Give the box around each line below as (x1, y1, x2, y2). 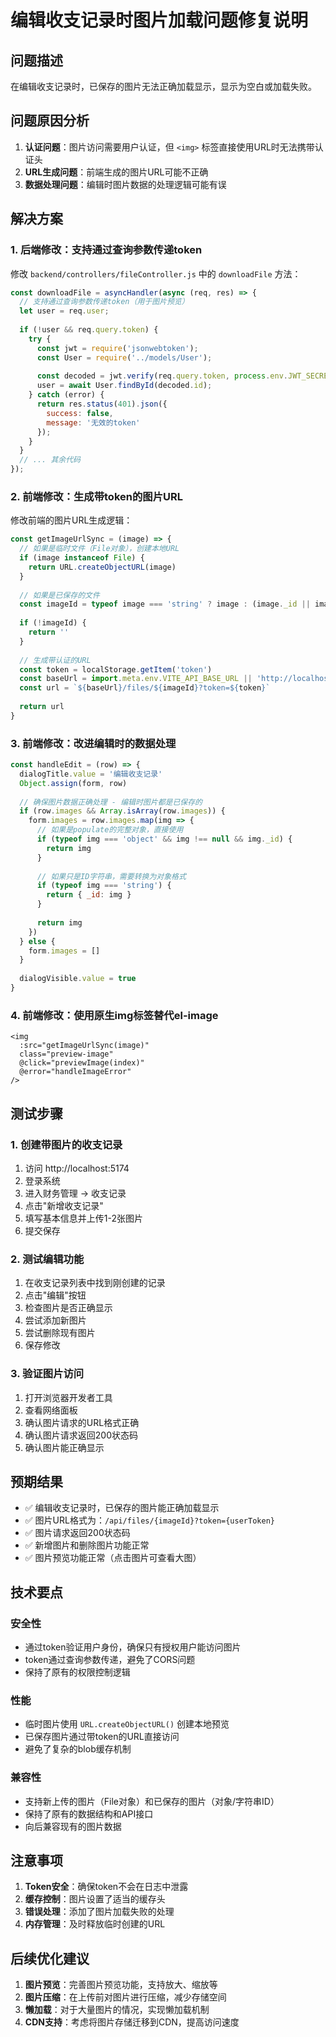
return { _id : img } (46, 890, 132, 900)
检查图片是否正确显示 (24, 1302, 113, 1314)
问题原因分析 (10, 112, 90, 130)
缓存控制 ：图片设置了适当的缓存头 (24, 1893, 166, 1905)
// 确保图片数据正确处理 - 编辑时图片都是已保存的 (19, 797, 203, 807)
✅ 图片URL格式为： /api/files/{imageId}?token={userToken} (24, 1514, 275, 1526)
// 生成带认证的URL (19, 655, 92, 665)
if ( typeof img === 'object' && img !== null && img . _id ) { (36, 834, 293, 845)
